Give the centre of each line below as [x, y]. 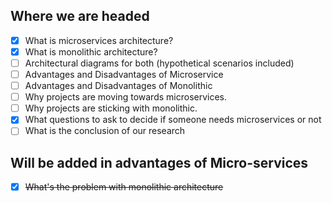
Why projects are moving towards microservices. [126, 97]
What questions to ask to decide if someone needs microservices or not [173, 120]
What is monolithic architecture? [91, 51]
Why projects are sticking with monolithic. [111, 108]
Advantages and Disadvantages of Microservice [124, 74]
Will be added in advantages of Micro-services [159, 162]
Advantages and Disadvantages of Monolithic [118, 86]
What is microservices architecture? [99, 40]
